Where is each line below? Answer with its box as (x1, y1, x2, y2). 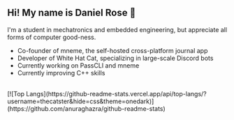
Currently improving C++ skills (17, 68, 105, 77)
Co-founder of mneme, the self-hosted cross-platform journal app (17, 46, 208, 54)
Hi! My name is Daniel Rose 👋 (7, 7, 136, 19)
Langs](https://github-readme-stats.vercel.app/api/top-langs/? (26, 89, 207, 98)
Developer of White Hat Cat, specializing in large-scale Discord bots (17, 54, 214, 62)
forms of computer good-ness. (7, 33, 96, 41)
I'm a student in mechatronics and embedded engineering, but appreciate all (7, 25, 228, 33)
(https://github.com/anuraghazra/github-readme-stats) (7, 104, 166, 112)
